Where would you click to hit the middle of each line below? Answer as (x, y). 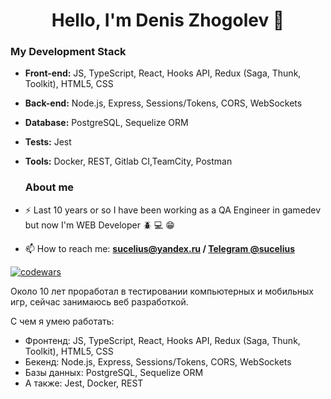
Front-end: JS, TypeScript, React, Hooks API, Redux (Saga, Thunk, (163, 73)
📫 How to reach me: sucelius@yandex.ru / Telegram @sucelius (159, 248)
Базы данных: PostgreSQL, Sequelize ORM (114, 372)
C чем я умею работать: (62, 321)
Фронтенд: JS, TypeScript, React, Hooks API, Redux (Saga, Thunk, (162, 340)
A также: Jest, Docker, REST (84, 383)
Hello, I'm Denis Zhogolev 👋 (168, 20)
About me (49, 187)
